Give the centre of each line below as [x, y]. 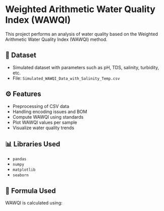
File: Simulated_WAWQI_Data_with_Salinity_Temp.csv [66, 78]
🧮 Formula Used [31, 191]
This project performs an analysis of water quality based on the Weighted [81, 34]
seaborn [20, 175]
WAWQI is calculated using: [34, 203]
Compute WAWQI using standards [48, 117]
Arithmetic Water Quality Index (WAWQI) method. [56, 39]
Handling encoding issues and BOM [50, 112]
